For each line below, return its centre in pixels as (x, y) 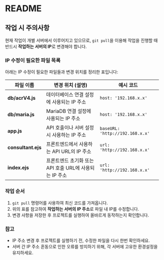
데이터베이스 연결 (65, 95)
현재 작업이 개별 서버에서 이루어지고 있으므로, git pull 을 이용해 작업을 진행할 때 (81, 40)
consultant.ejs (24, 148)
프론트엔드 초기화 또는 (70, 161)
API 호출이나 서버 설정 (70, 128)
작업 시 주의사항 (27, 28)
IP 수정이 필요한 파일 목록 (33, 60)
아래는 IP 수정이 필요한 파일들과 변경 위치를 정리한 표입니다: (62, 72)
